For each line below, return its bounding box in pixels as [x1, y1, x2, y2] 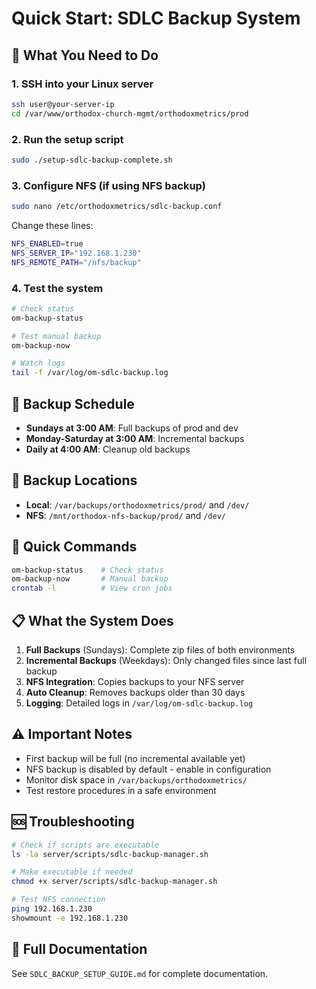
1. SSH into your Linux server [11, 77, 154, 91]
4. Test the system [11, 281, 104, 295]
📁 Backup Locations [11, 472, 138, 489]
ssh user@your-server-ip [11, 99, 115, 109]
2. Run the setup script [11, 132, 124, 146]
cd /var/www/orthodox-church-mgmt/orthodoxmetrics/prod [11, 108, 249, 119]
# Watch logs [11, 358, 66, 369]
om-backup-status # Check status [11, 565, 164, 575]
